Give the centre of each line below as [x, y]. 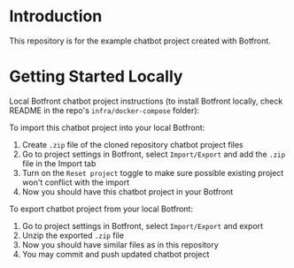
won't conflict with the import [76, 182]
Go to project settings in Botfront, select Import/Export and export [143, 226]
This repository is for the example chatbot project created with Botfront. [140, 41]
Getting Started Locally [96, 77]
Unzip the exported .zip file [73, 235]
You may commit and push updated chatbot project [116, 254]
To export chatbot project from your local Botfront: [101, 209]
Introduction [56, 16]
